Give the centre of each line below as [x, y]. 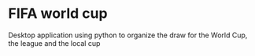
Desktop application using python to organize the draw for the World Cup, [128, 35]
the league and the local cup [54, 43]
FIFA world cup [58, 14]
